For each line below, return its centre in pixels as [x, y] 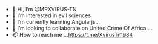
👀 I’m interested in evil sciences [51, 15]
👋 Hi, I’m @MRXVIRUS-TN [44, 9]
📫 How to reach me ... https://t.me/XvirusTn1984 [72, 35]
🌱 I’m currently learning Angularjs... [56, 22]
